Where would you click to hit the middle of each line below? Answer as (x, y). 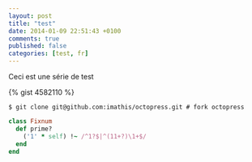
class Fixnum (30, 122)
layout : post (30, 16)
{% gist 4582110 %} (41, 92)
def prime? (34, 129)
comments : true (34, 38)
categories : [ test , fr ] (49, 53)
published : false (38, 46)
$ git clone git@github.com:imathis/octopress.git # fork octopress (126, 107)
